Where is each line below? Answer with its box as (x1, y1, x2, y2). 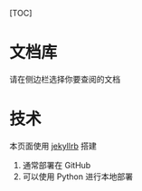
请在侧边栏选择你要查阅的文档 (9, 73, 120, 84)
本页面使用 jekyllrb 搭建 (9, 140, 97, 151)
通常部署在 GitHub (22, 159, 91, 170)
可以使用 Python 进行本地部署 (22, 171, 134, 182)
